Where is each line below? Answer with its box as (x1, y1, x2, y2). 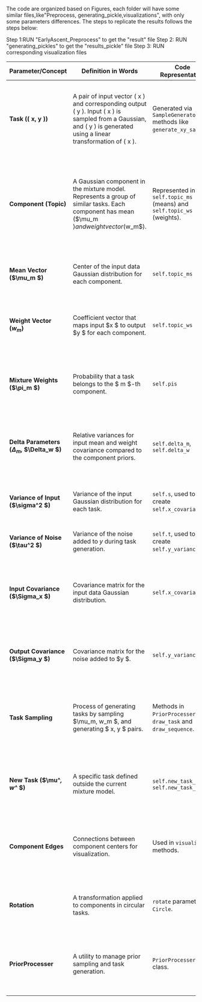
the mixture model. (73, 185, 126, 193)
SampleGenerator (152, 111, 199, 118)
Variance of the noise (73, 530, 133, 538)
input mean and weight (73, 439, 138, 446)
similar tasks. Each (73, 200, 126, 208)
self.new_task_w (152, 784, 199, 791)
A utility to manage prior (73, 952, 141, 960)
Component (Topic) (9, 200, 67, 208)
